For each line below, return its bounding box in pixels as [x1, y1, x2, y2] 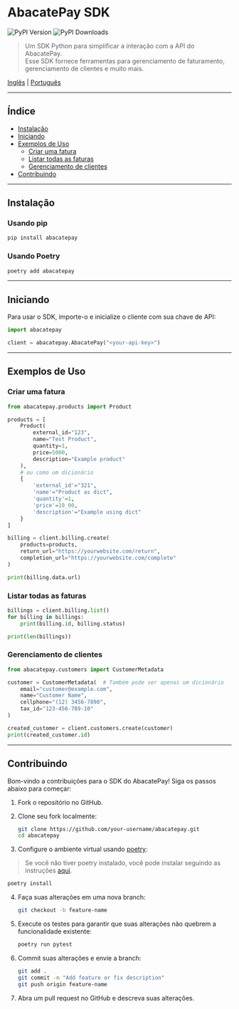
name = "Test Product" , [33, 435, 97, 443]
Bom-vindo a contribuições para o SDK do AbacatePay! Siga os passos [7, 776, 216, 785]
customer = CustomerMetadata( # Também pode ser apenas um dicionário [7, 679, 224, 686]
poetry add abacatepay [7, 268, 75, 275]
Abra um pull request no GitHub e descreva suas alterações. [17, 993, 195, 1002]
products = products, [20, 542, 78, 549]
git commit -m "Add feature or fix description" [17, 974, 165, 981]
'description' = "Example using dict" [33, 508, 142, 516]
